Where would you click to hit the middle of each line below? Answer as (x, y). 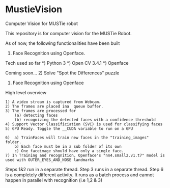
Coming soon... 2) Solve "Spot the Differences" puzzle (62, 73)
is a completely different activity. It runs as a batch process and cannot (80, 175)
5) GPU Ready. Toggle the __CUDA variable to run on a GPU (69, 128)
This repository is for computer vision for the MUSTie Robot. (68, 33)
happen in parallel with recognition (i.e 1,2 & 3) (54, 180)
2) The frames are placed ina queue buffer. (54, 106)
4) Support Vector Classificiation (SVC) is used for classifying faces (84, 124)
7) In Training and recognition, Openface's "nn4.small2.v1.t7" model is (85, 155)
